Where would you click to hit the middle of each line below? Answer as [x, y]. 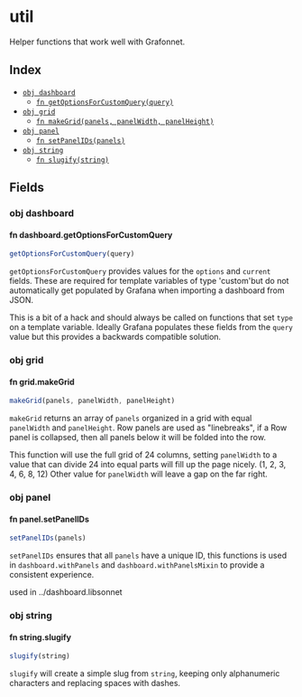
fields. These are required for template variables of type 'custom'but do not [149, 281]
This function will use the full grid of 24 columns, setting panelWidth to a [143, 455]
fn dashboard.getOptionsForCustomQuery [91, 235]
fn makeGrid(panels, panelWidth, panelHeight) [125, 121]
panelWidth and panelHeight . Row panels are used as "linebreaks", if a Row [148, 428]
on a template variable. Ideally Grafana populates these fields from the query [151, 327]
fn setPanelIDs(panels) [81, 141]
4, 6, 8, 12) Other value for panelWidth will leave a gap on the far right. [138, 474]
